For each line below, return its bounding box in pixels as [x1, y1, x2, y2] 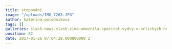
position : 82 [5, 31, 33, 36]
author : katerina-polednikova [5, 17, 70, 22]
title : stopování [5, 7, 42, 13]
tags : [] [5, 21, 24, 27]
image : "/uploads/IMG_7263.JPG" [5, 12, 74, 17]
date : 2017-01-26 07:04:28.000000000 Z [5, 36, 91, 41]
